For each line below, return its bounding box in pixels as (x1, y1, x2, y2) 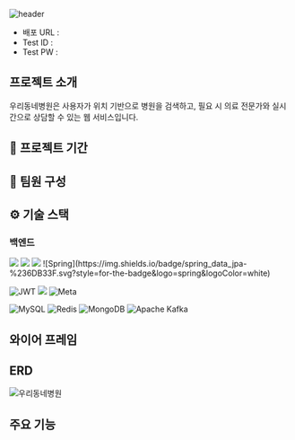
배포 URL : (22, 27, 60, 38)
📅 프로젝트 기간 (9, 140, 88, 156)
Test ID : (22, 37, 54, 48)
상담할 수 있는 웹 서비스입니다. (32, 111, 139, 122)
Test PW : (22, 47, 58, 57)
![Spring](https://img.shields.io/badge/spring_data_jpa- (42, 259, 247, 269)
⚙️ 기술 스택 (9, 207, 70, 222)
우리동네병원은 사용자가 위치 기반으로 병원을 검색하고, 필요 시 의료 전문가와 (9, 100, 271, 111)
